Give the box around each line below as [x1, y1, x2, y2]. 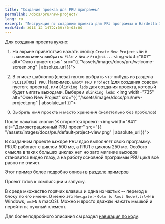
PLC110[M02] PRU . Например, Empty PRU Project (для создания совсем [12, 79, 158, 85]
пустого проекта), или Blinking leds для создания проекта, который [12, 84, 156, 90]
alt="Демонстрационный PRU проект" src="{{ [5, 124, 102, 130]
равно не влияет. [5, 160, 41, 166]
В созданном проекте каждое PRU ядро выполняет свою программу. [5, 139, 151, 145]
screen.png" [12, 64, 38, 70]
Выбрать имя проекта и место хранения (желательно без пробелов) [12, 109, 157, 115]
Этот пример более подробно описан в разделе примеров [5, 169, 129, 175]
